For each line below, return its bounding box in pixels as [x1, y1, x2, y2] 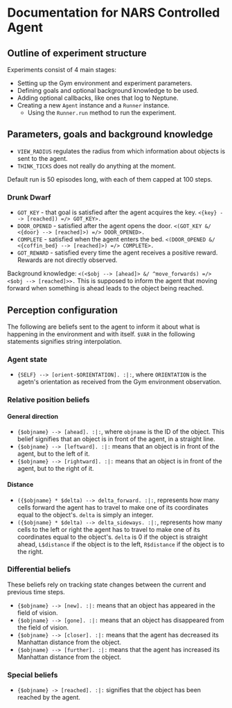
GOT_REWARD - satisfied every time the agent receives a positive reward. [17, 248, 218, 257]
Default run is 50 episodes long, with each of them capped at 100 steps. [7, 175, 213, 183]
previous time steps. [7, 587, 66, 596]
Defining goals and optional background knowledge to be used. [17, 87, 199, 94]
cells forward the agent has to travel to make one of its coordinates [17, 503, 209, 511]
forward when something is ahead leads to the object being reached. [7, 284, 204, 293]
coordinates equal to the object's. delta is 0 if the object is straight [17, 533, 208, 541]
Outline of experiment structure [7, 47, 147, 59]
